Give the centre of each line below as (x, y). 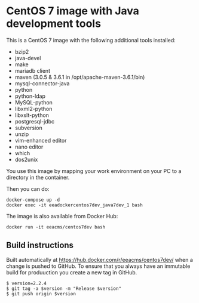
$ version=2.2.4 (26, 283)
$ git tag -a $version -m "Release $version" (64, 288)
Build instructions (40, 245)
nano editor (29, 147)
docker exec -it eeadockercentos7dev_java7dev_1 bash (75, 205)
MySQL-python (33, 102)
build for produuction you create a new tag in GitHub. (72, 272)
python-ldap (30, 96)
